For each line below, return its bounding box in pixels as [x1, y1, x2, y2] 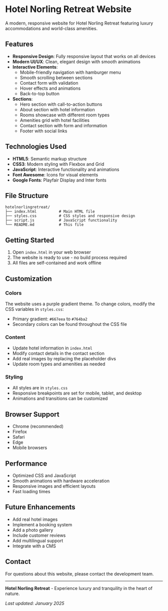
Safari [12, 434, 25, 440]
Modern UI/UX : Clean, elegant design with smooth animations [12, 59, 141, 65]
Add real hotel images [12, 516, 58, 522]
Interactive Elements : [12, 64, 58, 70]
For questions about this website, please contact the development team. [5, 570, 154, 577]
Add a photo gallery [12, 527, 53, 533]
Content [5, 333, 26, 340]
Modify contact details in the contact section [12, 350, 105, 356]
